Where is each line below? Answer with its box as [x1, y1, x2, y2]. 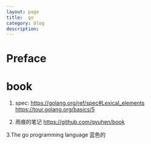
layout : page [6, 8, 39, 15]
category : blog [6, 20, 45, 26]
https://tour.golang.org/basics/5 [15, 106, 95, 113]
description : [6, 25, 39, 32]
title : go [6, 15, 34, 21]
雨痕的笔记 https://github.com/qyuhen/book [15, 119, 126, 126]
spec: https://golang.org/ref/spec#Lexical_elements [15, 99, 145, 106]
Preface [6, 52, 47, 65]
